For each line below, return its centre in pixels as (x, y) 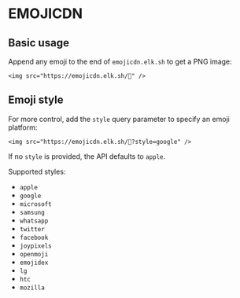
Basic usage (39, 43)
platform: (23, 127)
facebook (34, 237)
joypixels (36, 246)
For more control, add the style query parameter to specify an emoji (119, 119)
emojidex (34, 263)
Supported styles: (37, 171)
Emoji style (36, 100)
